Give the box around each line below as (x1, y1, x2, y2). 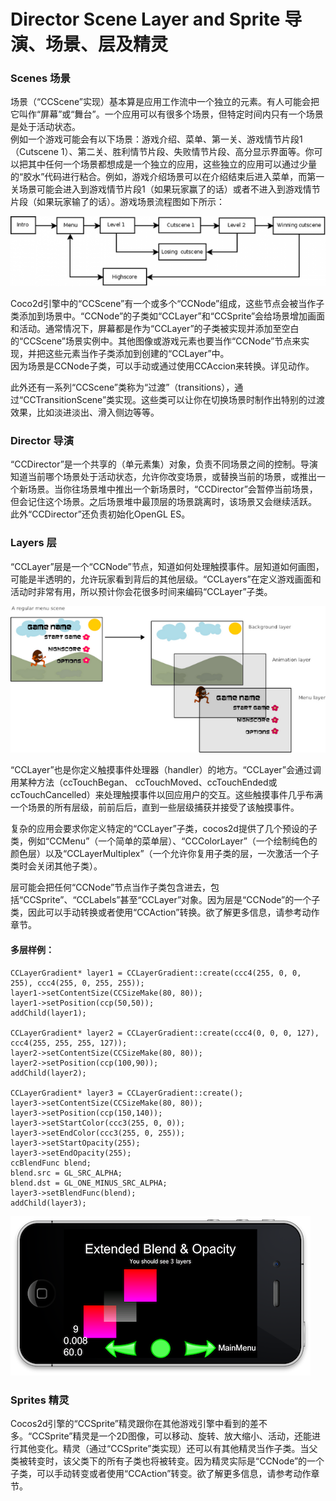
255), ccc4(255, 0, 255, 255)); (10, 978, 145, 988)
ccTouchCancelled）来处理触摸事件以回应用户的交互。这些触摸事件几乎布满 (10, 789, 323, 801)
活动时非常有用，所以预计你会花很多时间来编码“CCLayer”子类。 (10, 585, 273, 597)
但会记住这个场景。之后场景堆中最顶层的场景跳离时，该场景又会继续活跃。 (10, 496, 317, 508)
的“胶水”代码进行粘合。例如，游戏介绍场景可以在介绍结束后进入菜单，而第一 (10, 171, 325, 183)
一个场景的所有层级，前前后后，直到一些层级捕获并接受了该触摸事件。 (10, 801, 300, 814)
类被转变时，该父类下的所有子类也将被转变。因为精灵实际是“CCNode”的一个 (10, 1455, 325, 1467)
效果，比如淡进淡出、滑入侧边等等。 (10, 406, 160, 419)
